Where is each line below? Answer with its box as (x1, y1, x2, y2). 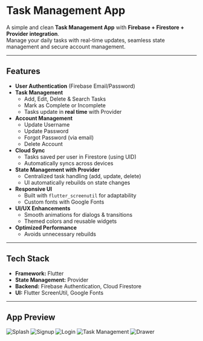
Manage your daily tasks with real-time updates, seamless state (6, 36, 165, 44)
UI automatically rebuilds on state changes (24, 179, 130, 186)
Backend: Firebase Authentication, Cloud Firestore (14, 282, 142, 290)
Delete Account (24, 140, 63, 147)
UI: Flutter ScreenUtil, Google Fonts (14, 289, 104, 296)
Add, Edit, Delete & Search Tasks (24, 95, 106, 102)
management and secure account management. (6, 43, 126, 50)
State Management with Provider (14, 166, 100, 173)
